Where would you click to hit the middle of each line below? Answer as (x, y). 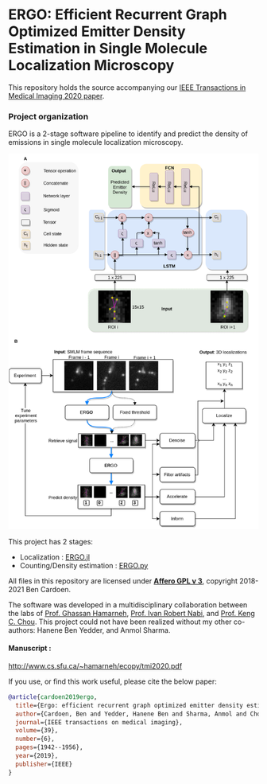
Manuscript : (30, 648)
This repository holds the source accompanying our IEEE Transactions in (127, 87)
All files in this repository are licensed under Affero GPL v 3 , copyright (123, 581)
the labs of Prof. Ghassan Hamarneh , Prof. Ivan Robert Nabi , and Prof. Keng (132, 613)
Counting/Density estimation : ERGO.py (84, 565)
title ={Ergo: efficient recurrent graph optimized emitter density (130, 705)
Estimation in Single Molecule (108, 49)
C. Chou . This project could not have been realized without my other (120, 622)
